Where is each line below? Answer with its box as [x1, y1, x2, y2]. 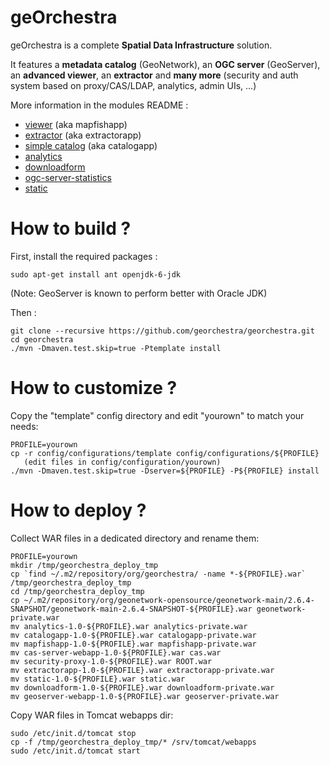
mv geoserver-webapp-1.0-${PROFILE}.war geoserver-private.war [10, 691, 280, 701]
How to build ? [10, 217, 132, 240]
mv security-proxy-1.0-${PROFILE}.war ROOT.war [10, 656, 213, 666]
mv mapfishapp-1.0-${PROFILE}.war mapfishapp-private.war [10, 639, 257, 649]
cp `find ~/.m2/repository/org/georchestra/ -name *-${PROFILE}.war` [10, 569, 307, 579]
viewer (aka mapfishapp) [24, 118, 128, 130]
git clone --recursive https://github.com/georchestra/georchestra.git [10, 326, 315, 336]
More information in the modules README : [10, 99, 189, 111]
